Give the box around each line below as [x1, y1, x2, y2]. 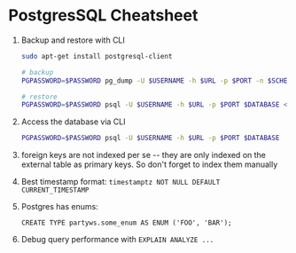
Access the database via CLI [20, 116, 126, 127]
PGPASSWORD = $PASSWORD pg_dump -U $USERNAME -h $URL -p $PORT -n [20, 76, 264, 85]
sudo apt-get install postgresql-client [20, 51, 173, 60]
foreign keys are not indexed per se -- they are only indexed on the [20, 150, 267, 161]
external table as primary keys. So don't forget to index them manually [20, 159, 278, 170]
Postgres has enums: [20, 202, 98, 212]
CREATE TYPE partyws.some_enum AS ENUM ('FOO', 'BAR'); [20, 218, 232, 227]
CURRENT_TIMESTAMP [20, 186, 90, 195]
